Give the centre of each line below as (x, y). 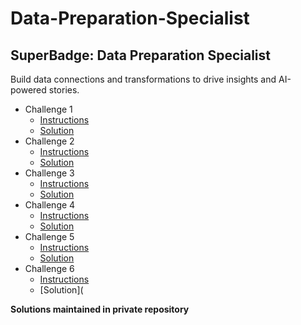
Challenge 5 (49, 236)
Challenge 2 (49, 141)
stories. (64, 90)
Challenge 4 (50, 205)
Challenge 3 (49, 173)
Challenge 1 (48, 109)
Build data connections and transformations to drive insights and (143, 79)
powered (28, 90)
